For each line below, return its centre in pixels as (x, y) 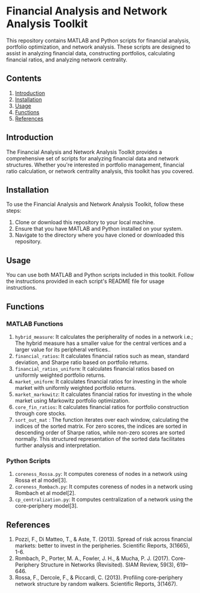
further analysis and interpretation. (57, 445)
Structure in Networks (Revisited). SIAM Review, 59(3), (108, 564)
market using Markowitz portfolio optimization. (72, 400)
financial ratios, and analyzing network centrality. (67, 59)
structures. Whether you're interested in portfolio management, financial (95, 165)
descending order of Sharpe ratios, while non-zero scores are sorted (100, 432)
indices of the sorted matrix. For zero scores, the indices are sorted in (101, 426)
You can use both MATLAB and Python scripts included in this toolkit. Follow (100, 275)
